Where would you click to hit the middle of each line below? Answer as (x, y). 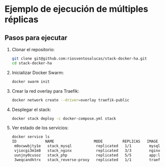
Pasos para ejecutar (36, 38)
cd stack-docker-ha (32, 63)
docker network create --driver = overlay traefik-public (70, 100)
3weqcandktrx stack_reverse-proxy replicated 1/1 (73, 160)
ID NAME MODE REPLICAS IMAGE (85, 141)
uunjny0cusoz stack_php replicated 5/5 (73, 155)
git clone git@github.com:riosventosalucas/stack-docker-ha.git (79, 59)
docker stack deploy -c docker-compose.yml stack (64, 118)
